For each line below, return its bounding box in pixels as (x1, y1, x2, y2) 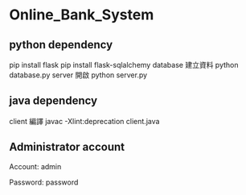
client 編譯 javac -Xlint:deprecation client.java (9, 116, 160, 126)
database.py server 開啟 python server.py (9, 70, 148, 80)
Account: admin (9, 161, 62, 171)
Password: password (9, 177, 79, 187)
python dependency (9, 38, 113, 52)
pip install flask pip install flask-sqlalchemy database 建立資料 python (9, 60, 240, 69)
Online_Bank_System (9, 6, 154, 24)
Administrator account (9, 140, 125, 154)
